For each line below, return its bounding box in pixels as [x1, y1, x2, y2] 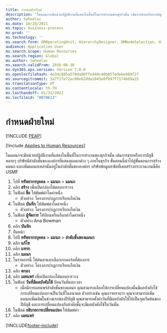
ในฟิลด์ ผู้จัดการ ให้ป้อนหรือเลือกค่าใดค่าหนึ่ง [12, 212, 86, 218]
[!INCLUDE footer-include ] [5, 323, 58, 329]
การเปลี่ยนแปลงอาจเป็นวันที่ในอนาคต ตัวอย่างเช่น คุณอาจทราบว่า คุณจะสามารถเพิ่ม [20, 290, 155, 296]
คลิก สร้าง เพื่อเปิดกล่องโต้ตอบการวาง [12, 184, 73, 190]
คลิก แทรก [12, 246, 30, 252]
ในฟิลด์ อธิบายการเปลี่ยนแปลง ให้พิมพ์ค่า [12, 307, 79, 313]
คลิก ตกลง [12, 268, 30, 274]
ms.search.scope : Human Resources [5, 49, 77, 54]
